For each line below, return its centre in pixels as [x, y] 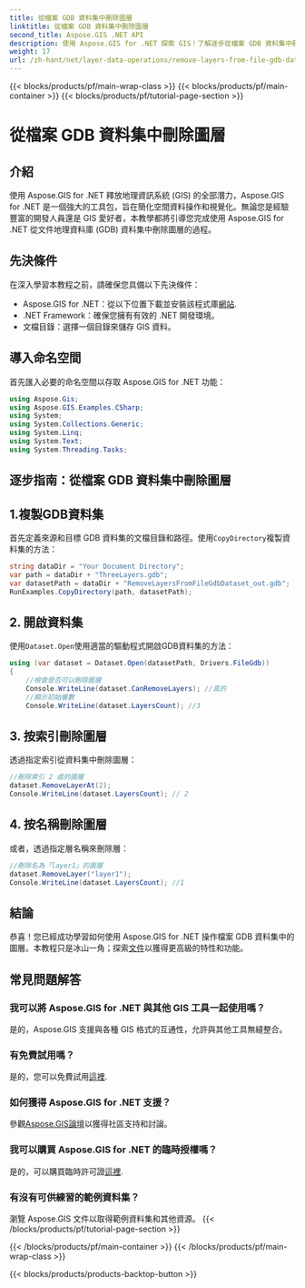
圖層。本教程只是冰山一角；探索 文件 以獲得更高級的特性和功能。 [128, 948]
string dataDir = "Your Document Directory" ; [97, 566]
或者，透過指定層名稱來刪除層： [69, 848]
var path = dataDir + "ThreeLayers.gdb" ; [89, 574]
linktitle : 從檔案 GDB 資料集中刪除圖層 [79, 26]
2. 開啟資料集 [46, 622]
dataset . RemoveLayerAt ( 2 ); [60, 786]
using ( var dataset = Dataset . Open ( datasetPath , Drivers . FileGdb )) [140, 664]
